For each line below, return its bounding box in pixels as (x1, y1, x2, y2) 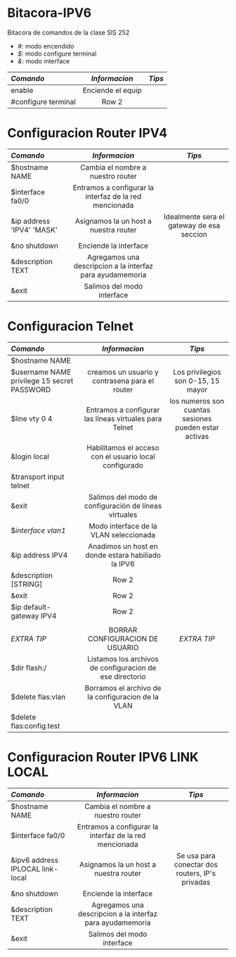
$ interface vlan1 (11, 525, 66, 535)
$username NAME (11, 367, 72, 377)
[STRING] (11, 579, 43, 589)
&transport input (11, 472, 65, 482)
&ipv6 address (11, 855, 58, 865)
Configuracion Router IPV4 (7, 125, 168, 142)
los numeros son (169, 396, 225, 406)
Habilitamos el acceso (86, 442, 159, 452)
